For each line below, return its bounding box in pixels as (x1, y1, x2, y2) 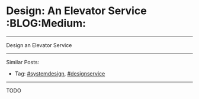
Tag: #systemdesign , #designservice (14, 70, 105, 77)
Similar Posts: (6, 58, 40, 65)
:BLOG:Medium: (6, 16, 86, 30)
